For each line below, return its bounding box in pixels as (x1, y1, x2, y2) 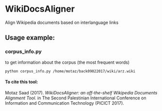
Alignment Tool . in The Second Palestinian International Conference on (5, 95, 146, 101)
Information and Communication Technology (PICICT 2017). (5, 100, 125, 106)
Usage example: (5, 34, 55, 42)
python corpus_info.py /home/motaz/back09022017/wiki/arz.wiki (5, 69, 136, 74)
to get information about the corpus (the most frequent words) (5, 59, 130, 65)
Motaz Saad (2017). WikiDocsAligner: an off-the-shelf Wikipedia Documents (5, 90, 158, 95)
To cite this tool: (5, 79, 38, 85)
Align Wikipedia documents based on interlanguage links (5, 19, 119, 25)
